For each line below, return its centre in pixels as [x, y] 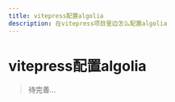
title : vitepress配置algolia [56, 16]
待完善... [42, 90]
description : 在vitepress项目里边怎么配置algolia [88, 23]
